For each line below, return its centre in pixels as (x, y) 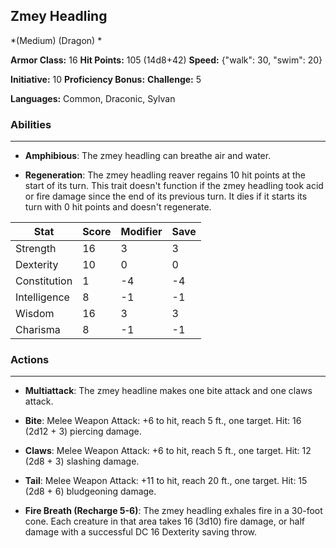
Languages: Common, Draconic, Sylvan (93, 98)
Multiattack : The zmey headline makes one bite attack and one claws (168, 391)
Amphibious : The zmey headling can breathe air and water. (148, 156)
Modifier (141, 232)
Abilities (31, 124)
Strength (36, 249)
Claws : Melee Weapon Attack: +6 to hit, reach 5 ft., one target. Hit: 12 (168, 451)
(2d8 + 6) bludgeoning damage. (90, 491)
